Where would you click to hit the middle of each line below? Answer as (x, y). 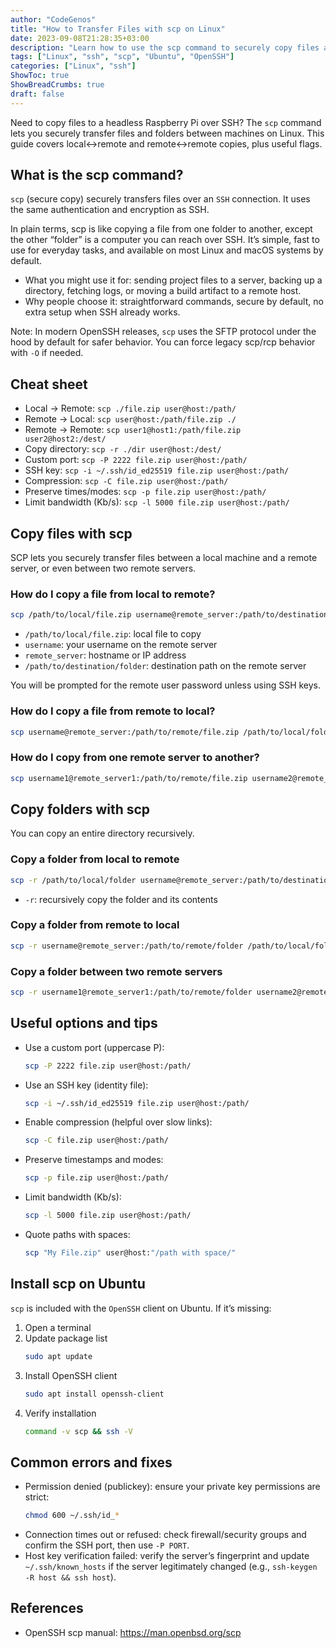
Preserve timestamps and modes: (94, 1160)
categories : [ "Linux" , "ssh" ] (73, 66)
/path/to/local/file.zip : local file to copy (113, 634)
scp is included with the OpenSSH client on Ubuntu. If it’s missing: (141, 1308)
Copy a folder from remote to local (95, 925)
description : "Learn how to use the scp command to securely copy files (165, 47)
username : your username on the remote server (121, 645)
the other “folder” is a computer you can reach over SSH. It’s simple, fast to (165, 240)
